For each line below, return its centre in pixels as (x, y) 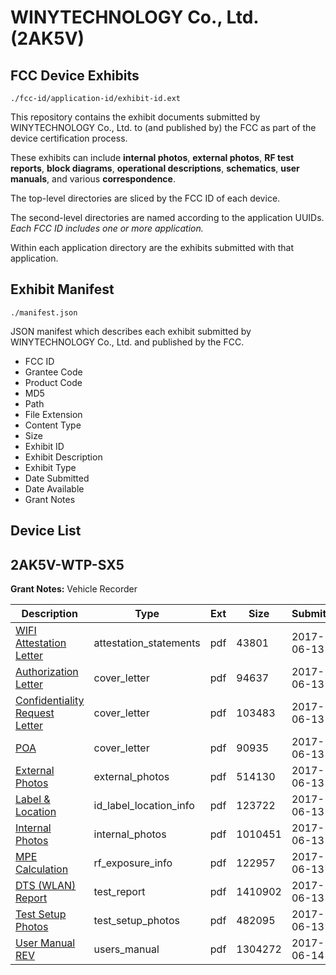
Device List (46, 531)
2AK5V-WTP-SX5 (67, 564)
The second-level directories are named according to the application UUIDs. (167, 217)
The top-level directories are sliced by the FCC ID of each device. (145, 198)
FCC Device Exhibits (75, 75)
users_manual (126, 949)
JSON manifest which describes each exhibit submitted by (131, 331)
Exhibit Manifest (62, 289)
